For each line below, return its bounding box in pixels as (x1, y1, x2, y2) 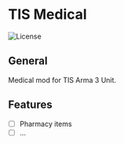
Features (8, 98, 53, 112)
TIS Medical (8, 6, 88, 24)
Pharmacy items (19, 119, 72, 128)
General (8, 54, 49, 68)
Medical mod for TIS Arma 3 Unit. (8, 75, 116, 84)
